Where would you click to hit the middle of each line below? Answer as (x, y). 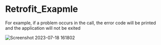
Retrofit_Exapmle (42, 9)
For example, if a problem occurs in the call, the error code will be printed (80, 23)
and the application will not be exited (43, 28)
